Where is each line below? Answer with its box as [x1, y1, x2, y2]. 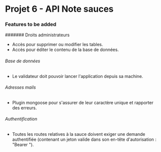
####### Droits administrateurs [5, 32, 70, 38]
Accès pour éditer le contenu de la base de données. [12, 47, 119, 52]
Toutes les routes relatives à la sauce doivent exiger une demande [12, 131, 145, 137]
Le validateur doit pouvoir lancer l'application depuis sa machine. [12, 73, 143, 79]
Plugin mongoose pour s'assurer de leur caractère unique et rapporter [12, 100, 154, 105]
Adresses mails [5, 84, 36, 90]
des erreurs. [12, 104, 37, 111]
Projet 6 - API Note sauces [5, 3, 114, 15]
